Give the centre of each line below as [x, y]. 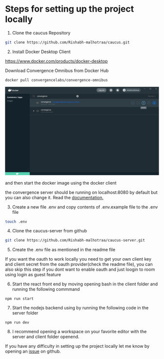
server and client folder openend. [46, 337]
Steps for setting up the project [70, 9]
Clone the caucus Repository [41, 33]
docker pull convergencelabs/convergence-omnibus [57, 80]
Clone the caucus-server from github [50, 231]
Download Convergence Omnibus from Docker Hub [57, 70]
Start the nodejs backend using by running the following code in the [80, 308]
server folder [25, 313]
